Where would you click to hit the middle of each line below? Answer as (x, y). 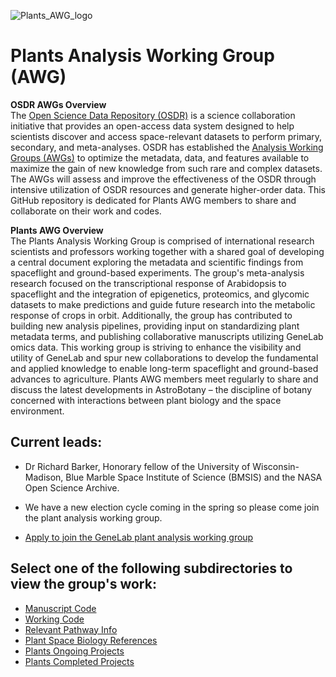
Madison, (44, 477)
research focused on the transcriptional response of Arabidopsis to (148, 283)
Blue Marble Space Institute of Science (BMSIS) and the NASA (194, 477)
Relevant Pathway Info (71, 629)
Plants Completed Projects (79, 661)
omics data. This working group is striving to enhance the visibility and (156, 347)
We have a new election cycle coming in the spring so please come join (172, 507)
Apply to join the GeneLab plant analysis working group (139, 537)
